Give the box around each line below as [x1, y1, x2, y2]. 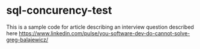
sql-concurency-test [6, 4, 112, 17]
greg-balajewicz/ [6, 36, 49, 43]
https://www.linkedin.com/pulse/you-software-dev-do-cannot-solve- [19, 29, 190, 36]
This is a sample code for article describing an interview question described [6, 23, 194, 30]
